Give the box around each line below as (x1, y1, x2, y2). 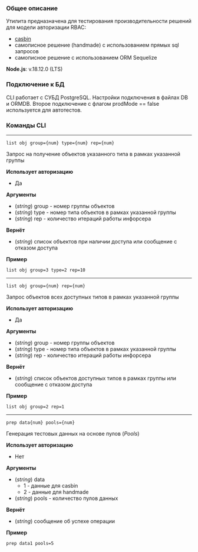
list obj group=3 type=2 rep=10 (6, 267, 85, 273)
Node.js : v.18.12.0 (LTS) (6, 66, 63, 73)
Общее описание (6, 4, 58, 12)
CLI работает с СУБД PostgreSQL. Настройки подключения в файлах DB (6, 93, 189, 101)
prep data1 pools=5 (6, 540, 54, 546)
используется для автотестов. (6, 106, 82, 113)
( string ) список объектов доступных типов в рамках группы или (14, 374, 177, 382)
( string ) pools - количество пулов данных (14, 495, 118, 502)
